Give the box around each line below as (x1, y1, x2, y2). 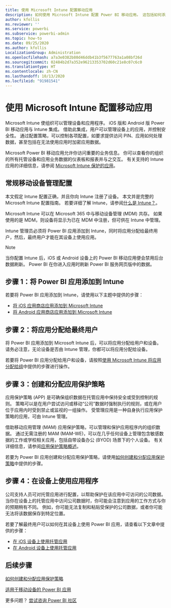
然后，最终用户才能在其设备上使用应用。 (14, 234, 99, 240)
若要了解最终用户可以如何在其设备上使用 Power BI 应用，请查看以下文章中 (5, 521, 160, 527)
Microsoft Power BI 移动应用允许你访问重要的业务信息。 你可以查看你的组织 (5, 150, 164, 156)
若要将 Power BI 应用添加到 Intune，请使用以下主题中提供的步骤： (5, 292, 144, 298)
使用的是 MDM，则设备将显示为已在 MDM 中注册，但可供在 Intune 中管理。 (5, 217, 163, 223)
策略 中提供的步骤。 (5, 460, 46, 466)
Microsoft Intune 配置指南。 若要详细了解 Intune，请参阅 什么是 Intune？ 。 (5, 200, 160, 206)
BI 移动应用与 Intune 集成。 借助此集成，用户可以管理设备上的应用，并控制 (5, 126, 161, 132)
